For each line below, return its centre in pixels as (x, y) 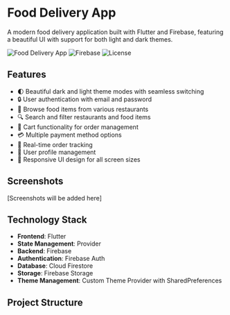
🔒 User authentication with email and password (85, 99)
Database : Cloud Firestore (55, 266)
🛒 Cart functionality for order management (78, 127)
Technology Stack (47, 220)
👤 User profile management (56, 152)
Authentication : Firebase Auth (61, 259)
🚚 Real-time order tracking (55, 144)
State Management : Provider (59, 244)
